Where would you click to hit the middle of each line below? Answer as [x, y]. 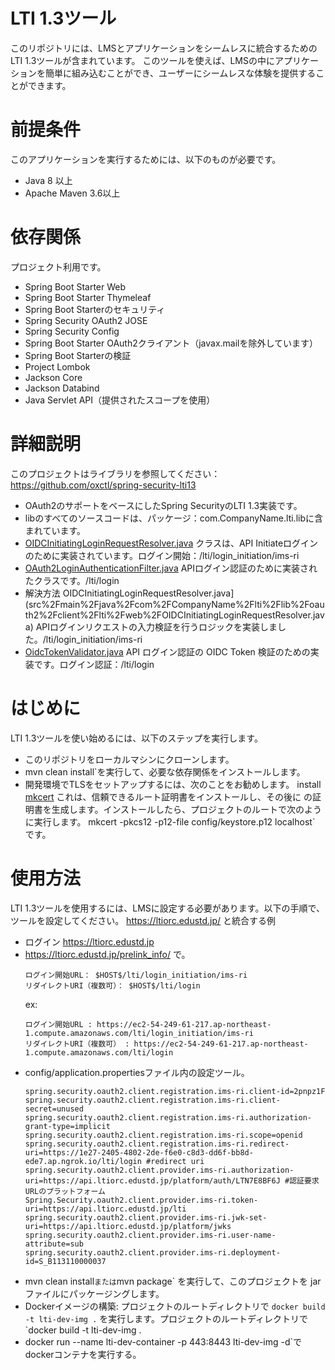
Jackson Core [53, 377]
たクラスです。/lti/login [72, 580]
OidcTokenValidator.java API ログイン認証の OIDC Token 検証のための [167, 651]
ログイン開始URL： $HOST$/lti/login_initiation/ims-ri [136, 975]
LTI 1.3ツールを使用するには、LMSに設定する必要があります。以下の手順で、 [167, 908]
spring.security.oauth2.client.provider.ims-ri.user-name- [150, 1235]
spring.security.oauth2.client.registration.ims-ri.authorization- [168, 1117]
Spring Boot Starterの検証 [78, 355]
